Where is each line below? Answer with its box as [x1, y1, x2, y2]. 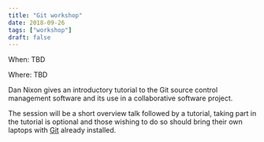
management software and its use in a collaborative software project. [8, 93, 233, 103]
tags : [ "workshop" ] [8, 26, 73, 34]
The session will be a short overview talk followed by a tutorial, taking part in [8, 109, 257, 118]
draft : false [8, 33, 51, 42]
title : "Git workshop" [8, 11, 83, 20]
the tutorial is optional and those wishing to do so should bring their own [8, 117, 243, 126]
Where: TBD [8, 70, 48, 79]
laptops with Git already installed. [8, 126, 117, 135]
